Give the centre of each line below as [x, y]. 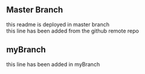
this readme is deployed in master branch [58, 24]
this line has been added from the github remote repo [72, 31]
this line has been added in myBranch [53, 64]
